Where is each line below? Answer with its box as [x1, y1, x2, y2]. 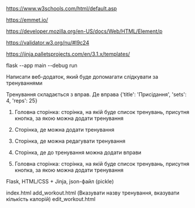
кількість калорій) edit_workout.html [6, 196, 96, 202]
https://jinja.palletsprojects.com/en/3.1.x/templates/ [6, 51, 130, 58]
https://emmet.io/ [6, 16, 48, 23]
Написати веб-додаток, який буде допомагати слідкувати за [6, 73, 159, 80]
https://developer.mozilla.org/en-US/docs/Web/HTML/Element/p [6, 28, 163, 35]
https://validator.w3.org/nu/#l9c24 [6, 39, 89, 46]
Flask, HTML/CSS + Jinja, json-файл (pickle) [6, 178, 114, 184]
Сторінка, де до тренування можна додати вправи [14, 149, 142, 156]
